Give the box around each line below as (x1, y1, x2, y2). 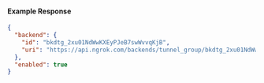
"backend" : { (14, 32, 58, 40)
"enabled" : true (14, 60, 68, 69)
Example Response (7, 6, 72, 16)
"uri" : (21, 46, 43, 54)
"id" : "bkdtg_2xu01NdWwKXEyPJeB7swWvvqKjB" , (21, 38, 170, 47)
